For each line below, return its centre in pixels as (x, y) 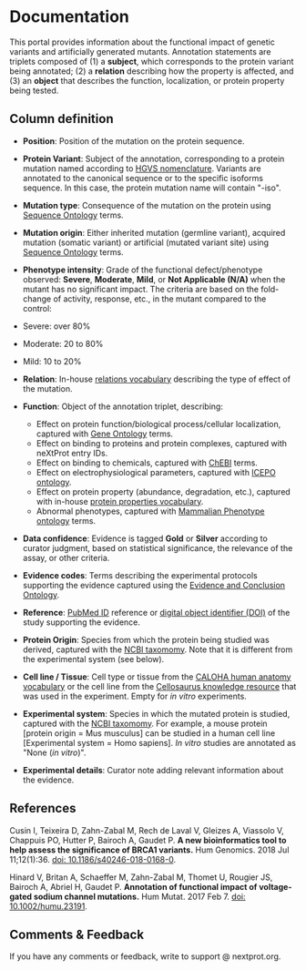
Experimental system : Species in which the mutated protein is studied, (156, 713)
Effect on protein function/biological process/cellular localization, (158, 424)
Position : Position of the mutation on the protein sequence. (133, 141)
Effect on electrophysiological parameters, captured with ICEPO (156, 472)
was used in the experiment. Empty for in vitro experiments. (135, 696)
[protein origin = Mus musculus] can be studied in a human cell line (149, 733)
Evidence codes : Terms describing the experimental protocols (140, 575)
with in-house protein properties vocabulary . (120, 501)
